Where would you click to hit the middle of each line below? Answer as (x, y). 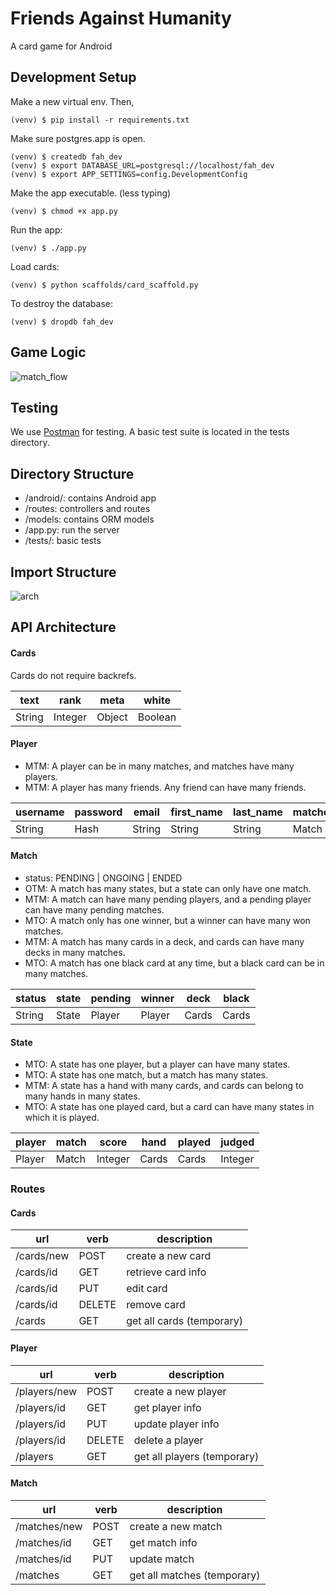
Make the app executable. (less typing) (91, 193)
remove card (156, 1305)
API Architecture (63, 627)
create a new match (176, 1526)
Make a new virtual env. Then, (72, 101)
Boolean (157, 717)
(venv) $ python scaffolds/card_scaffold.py (104, 285)
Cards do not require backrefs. (73, 675)
